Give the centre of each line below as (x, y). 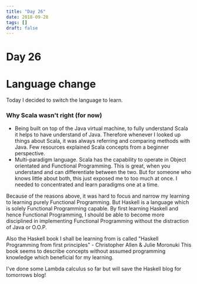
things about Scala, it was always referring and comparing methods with (102, 141)
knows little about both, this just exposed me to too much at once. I (96, 178)
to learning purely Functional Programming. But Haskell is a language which (98, 202)
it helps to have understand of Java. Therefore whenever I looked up (98, 134)
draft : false (22, 28)
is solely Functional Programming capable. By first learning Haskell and (92, 208)
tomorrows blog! (26, 275)
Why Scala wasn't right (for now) (54, 115)
